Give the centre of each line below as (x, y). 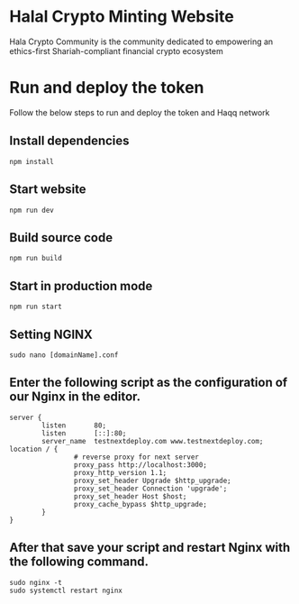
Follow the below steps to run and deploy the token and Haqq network (140, 112)
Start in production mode (81, 286)
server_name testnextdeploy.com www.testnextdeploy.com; (153, 441)
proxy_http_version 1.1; (120, 472)
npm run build (36, 259)
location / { (34, 449)
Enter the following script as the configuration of (149, 383)
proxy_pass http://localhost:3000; (140, 465)
